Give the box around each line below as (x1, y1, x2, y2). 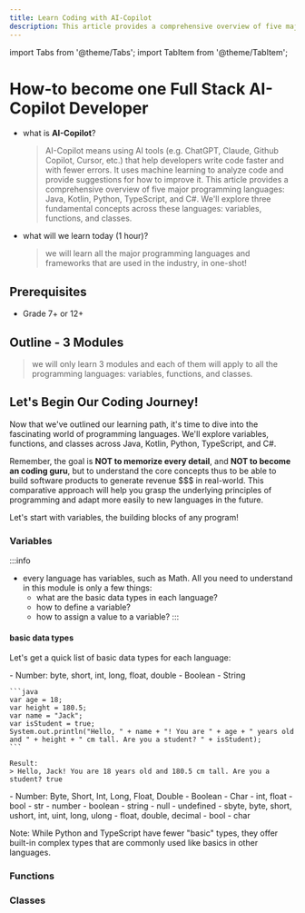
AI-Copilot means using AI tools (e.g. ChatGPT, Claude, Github (44, 145, 280, 156)
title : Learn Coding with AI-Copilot (9, 13, 152, 23)
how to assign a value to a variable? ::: (35, 611, 180, 622)
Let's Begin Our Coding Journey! (9, 394, 199, 410)
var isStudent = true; (9, 719, 95, 729)
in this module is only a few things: (22, 582, 152, 593)
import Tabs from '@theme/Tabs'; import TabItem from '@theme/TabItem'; (9, 46, 289, 57)
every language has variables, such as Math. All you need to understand (22, 573, 293, 584)
